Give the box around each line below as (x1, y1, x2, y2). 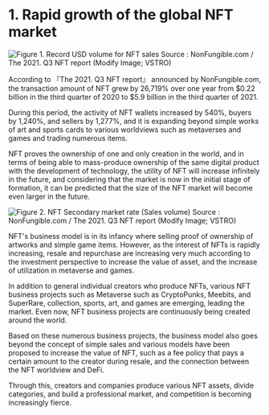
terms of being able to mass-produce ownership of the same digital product (8, 157, 259, 166)
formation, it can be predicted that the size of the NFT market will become (8, 183, 253, 192)
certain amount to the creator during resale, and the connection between (8, 356, 250, 366)
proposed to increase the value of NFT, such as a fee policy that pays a (8, 347, 245, 357)
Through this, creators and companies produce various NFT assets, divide (8, 380, 255, 390)
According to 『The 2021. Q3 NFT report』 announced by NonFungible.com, (8, 74, 262, 84)
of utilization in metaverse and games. (8, 265, 135, 275)
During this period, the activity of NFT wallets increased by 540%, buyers (8, 107, 252, 117)
